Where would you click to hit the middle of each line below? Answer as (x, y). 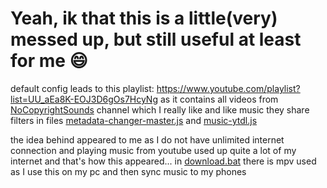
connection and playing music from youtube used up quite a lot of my (153, 150)
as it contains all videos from (219, 99)
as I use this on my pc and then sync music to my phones (128, 171)
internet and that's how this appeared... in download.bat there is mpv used (163, 161)
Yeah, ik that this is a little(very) (144, 18)
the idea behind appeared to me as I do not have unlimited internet (147, 139)
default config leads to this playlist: (82, 88)
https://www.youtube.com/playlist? (228, 88)
